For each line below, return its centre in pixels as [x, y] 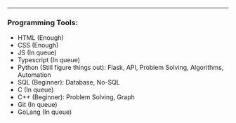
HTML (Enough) [41, 38]
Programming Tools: [43, 22]
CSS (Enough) [38, 45]
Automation [34, 75]
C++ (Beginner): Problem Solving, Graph [76, 97]
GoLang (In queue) [45, 112]
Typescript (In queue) [49, 60]
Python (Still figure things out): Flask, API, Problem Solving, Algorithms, [120, 68]
